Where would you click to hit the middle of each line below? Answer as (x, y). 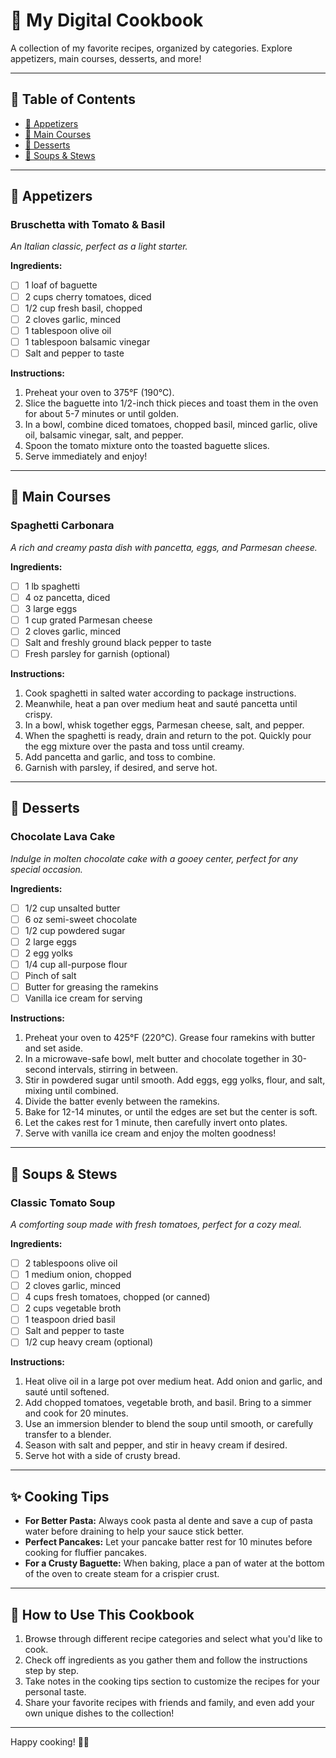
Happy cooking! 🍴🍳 (50, 1742)
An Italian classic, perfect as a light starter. (99, 246)
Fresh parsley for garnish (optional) (97, 653)
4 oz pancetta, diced (67, 597)
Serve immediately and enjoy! (86, 456)
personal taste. (55, 1692)
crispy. (38, 714)
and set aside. (53, 1048)
